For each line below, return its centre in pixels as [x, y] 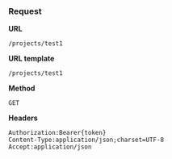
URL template [31, 59]
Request [25, 11]
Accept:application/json [50, 147]
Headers [23, 118]
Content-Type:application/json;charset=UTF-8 [86, 140]
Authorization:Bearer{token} [57, 133]
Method [22, 88]
